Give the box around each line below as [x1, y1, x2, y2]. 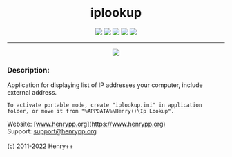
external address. [7, 89, 57, 97]
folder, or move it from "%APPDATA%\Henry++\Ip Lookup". [7, 108, 175, 115]
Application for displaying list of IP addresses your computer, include [7, 81, 203, 89]
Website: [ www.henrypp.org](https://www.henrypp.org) [7, 120, 166, 129]
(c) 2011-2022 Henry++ [7, 142, 74, 150]
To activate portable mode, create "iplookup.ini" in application [7, 102, 202, 109]
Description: [7, 65, 50, 75]
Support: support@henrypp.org [7, 127, 97, 136]
